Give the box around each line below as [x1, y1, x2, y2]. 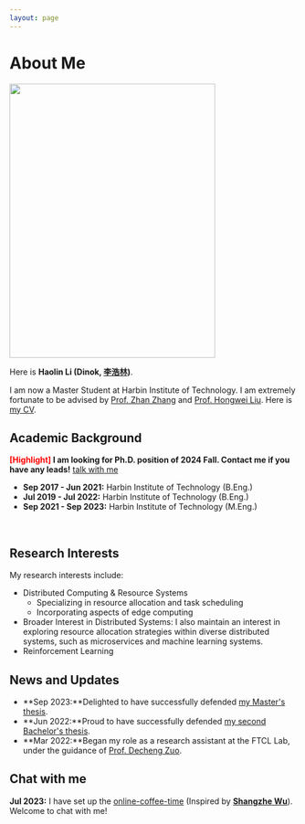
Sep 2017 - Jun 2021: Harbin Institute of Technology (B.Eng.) [22, 481, 253, 493]
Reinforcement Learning [22, 646, 114, 657]
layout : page [9, 13, 59, 23]
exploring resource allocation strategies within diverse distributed [22, 627, 269, 638]
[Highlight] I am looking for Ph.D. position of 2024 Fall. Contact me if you [9, 454, 290, 466]
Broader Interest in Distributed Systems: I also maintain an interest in [22, 617, 281, 628]
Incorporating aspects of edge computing [36, 607, 194, 618]
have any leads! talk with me [9, 464, 119, 475]
